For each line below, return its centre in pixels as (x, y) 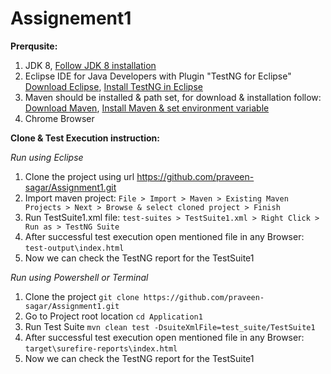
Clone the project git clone (82, 296)
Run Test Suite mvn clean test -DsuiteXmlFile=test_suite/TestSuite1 (170, 326)
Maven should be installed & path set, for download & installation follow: (173, 97)
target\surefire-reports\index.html (101, 348)
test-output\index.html (74, 248)
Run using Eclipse (47, 157)
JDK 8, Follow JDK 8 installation (90, 65)
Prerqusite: (34, 46)
